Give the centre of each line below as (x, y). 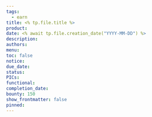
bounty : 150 (21, 94)
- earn (19, 17)
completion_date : (27, 89)
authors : (17, 45)
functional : (21, 83)
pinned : (16, 105)
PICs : (13, 77)
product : (17, 28)
